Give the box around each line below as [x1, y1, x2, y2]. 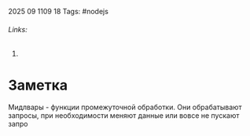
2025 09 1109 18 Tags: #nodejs [8, 7, 108, 16]
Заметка [8, 76, 68, 94]
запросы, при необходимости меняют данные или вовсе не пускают [8, 111, 240, 120]
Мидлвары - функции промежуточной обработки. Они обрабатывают [8, 102, 242, 112]
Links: [8, 24, 28, 34]
